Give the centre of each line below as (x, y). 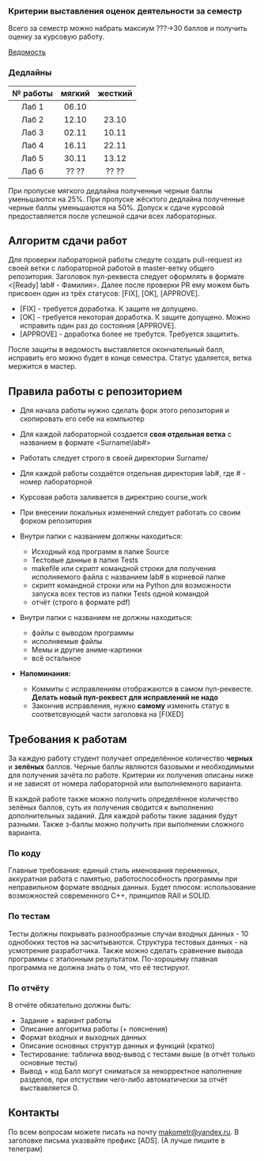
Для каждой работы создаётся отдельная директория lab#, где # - (133, 473)
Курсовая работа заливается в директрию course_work (113, 497)
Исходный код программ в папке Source (100, 552)
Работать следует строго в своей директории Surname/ (114, 458)
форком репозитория (56, 521)
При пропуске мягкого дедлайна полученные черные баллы (110, 190)
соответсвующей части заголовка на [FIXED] (107, 715)
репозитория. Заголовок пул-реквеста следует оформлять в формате (126, 277)
